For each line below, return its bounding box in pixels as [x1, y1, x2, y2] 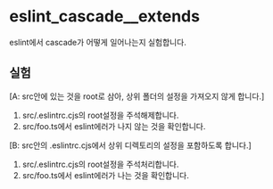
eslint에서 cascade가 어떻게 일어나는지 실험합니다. [9, 37, 187, 47]
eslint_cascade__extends [9, 6, 201, 27]
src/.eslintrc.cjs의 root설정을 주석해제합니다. [21, 110, 179, 120]
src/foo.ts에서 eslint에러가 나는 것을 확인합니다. [21, 169, 189, 180]
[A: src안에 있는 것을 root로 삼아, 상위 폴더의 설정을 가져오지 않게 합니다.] [9, 91, 265, 102]
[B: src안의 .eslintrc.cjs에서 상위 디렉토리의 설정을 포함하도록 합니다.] [9, 140, 252, 151]
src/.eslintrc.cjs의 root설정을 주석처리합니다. [21, 159, 179, 169]
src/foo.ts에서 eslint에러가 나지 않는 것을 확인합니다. [21, 120, 206, 131]
